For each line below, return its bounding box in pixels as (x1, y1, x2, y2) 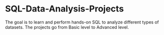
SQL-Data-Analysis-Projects (5, 3, 124, 14)
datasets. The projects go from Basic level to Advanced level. (5, 24, 129, 30)
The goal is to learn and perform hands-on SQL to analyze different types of (5, 19, 159, 25)
